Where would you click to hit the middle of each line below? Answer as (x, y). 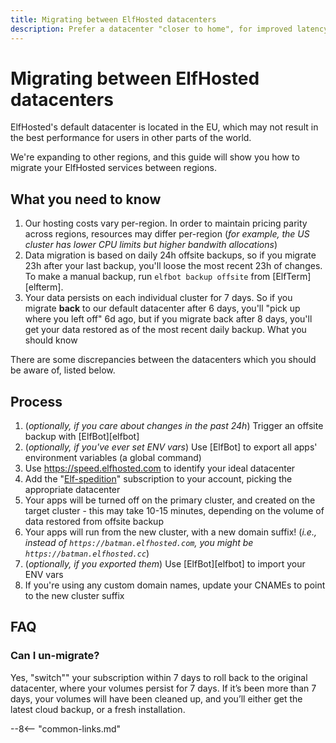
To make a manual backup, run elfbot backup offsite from (147, 277)
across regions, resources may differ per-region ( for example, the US (167, 234)
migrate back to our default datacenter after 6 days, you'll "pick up (162, 308)
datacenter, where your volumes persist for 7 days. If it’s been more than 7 (163, 688)
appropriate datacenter (72, 490)
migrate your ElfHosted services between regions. (113, 168)
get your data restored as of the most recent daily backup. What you (165, 330)
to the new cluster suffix (74, 596)
